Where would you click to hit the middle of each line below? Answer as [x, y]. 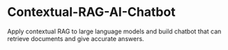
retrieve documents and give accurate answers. [76, 38]
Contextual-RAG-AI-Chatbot [91, 12]
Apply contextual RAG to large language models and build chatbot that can [114, 31]
